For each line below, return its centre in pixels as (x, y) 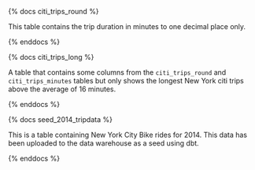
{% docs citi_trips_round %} (54, 11)
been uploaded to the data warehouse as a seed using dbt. (103, 143)
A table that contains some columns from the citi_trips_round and (117, 72)
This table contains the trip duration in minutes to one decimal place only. (127, 26)
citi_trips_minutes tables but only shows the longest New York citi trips (126, 81)
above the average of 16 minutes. (62, 89)
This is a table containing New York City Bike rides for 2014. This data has (128, 135)
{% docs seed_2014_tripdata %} (60, 120)
